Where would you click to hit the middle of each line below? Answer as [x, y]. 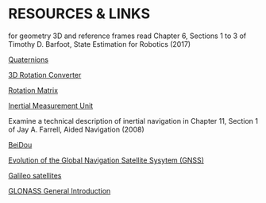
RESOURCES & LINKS [79, 14]
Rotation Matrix [33, 90]
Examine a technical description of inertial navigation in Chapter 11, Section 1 [133, 121]
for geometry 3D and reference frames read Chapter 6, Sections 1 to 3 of [127, 36]
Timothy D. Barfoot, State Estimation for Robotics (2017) [100, 44]
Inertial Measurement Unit [51, 105]
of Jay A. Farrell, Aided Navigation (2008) [76, 129]
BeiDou [20, 144]
